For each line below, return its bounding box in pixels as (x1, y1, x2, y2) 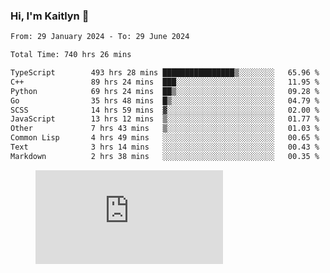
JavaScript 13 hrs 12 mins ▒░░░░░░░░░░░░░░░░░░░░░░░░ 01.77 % (10, 114, 320, 124)
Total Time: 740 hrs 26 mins (10, 50, 132, 60)
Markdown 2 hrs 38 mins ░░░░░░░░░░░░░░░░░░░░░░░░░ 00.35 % (10, 151, 320, 161)
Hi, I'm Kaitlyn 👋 (10, 9, 90, 23)
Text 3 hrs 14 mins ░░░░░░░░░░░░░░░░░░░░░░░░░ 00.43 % (10, 142, 320, 153)
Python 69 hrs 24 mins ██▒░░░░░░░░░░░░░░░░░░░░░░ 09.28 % (10, 86, 320, 96)
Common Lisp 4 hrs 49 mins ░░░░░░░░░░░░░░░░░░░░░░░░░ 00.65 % (10, 133, 320, 143)
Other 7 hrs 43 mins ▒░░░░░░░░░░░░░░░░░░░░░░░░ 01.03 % (10, 124, 320, 134)
